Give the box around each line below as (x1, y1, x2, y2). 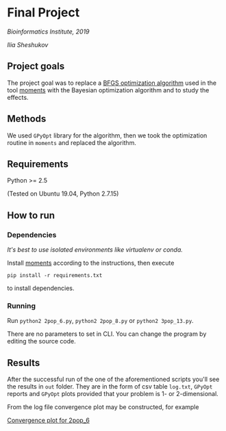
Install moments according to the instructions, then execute (7, 259, 175, 267)
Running (7, 301, 36, 311)
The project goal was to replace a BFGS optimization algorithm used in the (7, 79, 217, 87)
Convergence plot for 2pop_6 (7, 416, 90, 425)
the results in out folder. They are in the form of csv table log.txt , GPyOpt (7, 382, 213, 391)
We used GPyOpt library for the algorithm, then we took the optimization (7, 131, 208, 140)
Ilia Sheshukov (7, 40, 49, 49)
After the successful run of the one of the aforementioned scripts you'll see (7, 375, 220, 384)
